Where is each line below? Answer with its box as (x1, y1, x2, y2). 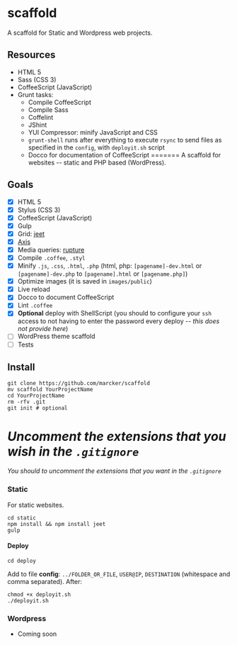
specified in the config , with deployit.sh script (28, 143, 165, 152)
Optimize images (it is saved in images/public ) (17, 277, 152, 286)
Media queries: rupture (17, 245, 85, 254)
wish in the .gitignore (7, 443, 139, 459)
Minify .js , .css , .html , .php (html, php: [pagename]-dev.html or (17, 262, 202, 270)
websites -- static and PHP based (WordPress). (28, 158, 166, 167)
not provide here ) (17, 325, 69, 333)
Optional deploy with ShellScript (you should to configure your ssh (17, 309, 212, 318)
